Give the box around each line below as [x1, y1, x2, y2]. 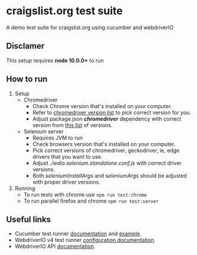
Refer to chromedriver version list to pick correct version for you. [32, 109, 191, 116]
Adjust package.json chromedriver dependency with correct [32, 115, 182, 122]
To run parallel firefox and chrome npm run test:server [23, 197, 159, 204]
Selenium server [23, 128, 64, 135]
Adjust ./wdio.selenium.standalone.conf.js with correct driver [32, 159, 182, 166]
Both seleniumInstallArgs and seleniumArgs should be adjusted [32, 172, 187, 179]
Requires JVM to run [32, 134, 83, 141]
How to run [6, 74, 48, 84]
